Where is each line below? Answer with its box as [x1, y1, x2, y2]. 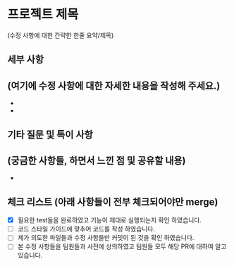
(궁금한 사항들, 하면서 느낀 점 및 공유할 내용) [7, 154, 186, 166]
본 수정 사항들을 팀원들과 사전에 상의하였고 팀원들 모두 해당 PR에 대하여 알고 [17, 242, 227, 251]
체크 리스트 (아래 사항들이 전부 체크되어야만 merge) [7, 196, 218, 208]
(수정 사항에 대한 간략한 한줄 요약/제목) [7, 31, 114, 39]
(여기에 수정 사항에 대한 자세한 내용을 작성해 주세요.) [7, 80, 221, 91]
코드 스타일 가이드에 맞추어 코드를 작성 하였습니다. [17, 224, 155, 233]
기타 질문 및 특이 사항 [7, 128, 93, 141]
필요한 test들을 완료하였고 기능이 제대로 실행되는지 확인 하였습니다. [17, 216, 202, 224]
